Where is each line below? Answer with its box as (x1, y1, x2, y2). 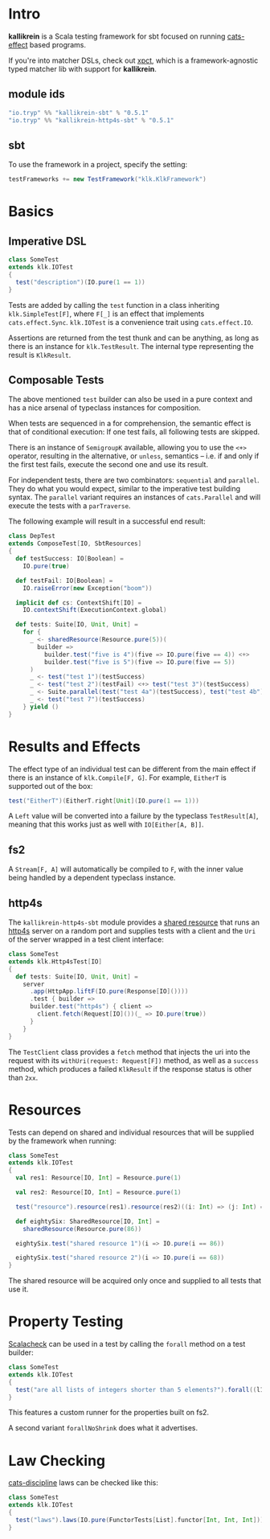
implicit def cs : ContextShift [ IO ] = (15, 598, 142, 607)
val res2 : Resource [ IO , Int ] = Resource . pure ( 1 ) (15, 1188, 182, 1196)
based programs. (29, 39, 87, 49)
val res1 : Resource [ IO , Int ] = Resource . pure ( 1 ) (15, 1174, 182, 1182)
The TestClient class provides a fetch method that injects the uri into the (8, 1047, 251, 1057)
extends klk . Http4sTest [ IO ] (8, 958, 103, 966)
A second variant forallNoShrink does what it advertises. (8, 1423, 198, 1433)
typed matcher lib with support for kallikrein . (8, 64, 157, 73)
